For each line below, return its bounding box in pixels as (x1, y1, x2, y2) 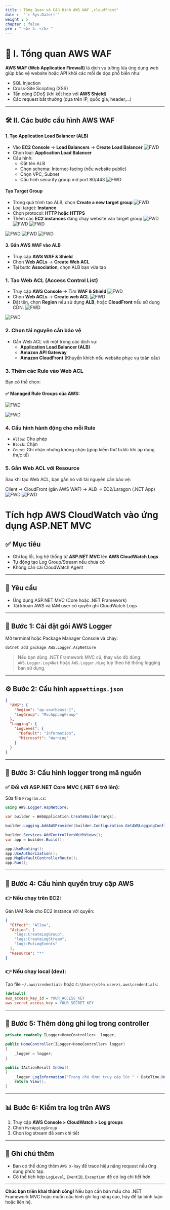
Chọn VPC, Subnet (20, 171, 60, 177)
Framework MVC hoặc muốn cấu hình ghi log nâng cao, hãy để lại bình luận (5, 1193, 163, 1199)
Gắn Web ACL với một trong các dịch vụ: (12, 338, 98, 344)
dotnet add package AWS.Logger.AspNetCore (5, 645, 96, 650)
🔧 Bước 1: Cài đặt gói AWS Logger (5, 621, 112, 631)
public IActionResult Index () (5, 1065, 69, 1070)
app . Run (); (5, 861, 28, 866)
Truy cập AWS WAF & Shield (12, 254, 73, 260)
